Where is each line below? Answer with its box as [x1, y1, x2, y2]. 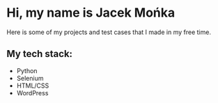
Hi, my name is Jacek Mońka [6, 5, 176, 21]
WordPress [16, 88, 49, 97]
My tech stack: [6, 48, 73, 60]
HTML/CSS [16, 81, 49, 90]
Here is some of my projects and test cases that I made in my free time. [6, 28, 212, 36]
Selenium [16, 74, 44, 82]
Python [16, 66, 38, 74]
